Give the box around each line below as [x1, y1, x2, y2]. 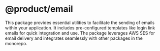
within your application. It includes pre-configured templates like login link [5, 25, 155, 30]
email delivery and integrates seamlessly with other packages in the [5, 35, 143, 41]
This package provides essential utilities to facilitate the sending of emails [5, 20, 155, 25]
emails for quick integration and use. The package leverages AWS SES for [5, 30, 155, 36]
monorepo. [5, 40, 28, 46]
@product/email [5, 3, 73, 15]
